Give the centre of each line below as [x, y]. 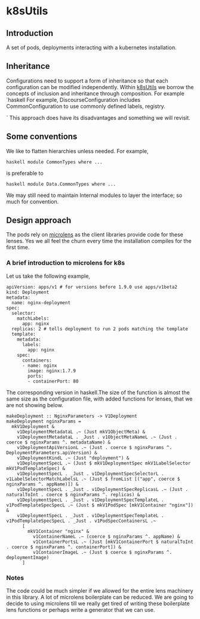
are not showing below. [35, 405]
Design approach [39, 221]
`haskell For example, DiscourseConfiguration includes [73, 99]
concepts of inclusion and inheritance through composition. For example [96, 93]
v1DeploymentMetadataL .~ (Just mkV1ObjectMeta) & [81, 432]
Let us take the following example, [48, 276]
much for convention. [33, 201]
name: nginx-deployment [41, 303]
